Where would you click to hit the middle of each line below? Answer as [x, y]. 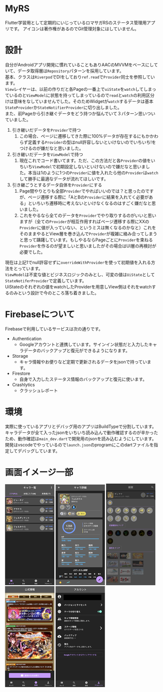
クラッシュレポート [39, 390]
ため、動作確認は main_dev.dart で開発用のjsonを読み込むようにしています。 [81, 438]
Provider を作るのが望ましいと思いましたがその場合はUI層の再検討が [88, 246]
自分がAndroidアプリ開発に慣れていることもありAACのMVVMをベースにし [80, 64]
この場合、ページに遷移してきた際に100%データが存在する [78, 136]
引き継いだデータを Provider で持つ [46, 130]
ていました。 [18, 120]
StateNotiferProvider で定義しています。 [46, 281]
